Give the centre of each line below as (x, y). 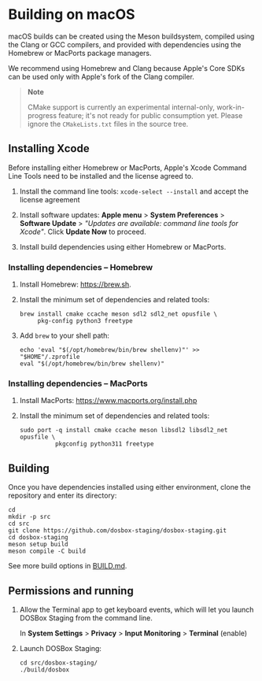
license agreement (50, 199)
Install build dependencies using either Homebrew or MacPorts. (123, 246)
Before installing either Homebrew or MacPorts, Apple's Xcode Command (127, 168)
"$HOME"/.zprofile (50, 357)
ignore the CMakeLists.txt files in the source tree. (108, 124)
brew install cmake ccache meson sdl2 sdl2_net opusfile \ (118, 314)
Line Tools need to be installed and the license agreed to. (101, 176)
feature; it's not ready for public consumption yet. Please (151, 115)
